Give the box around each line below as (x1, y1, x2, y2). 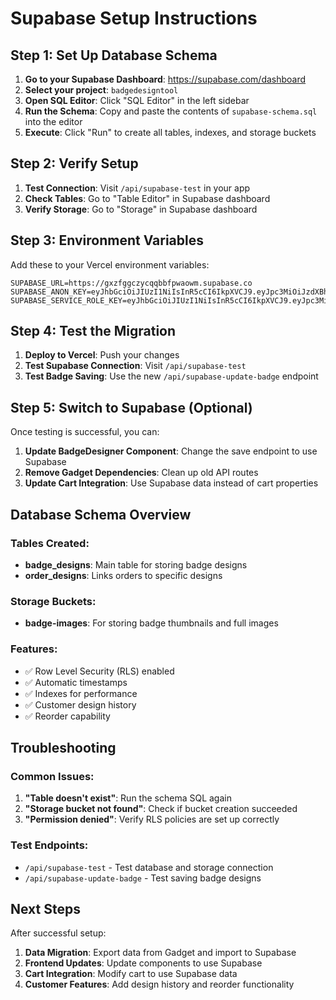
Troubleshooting (10, 739, 117, 756)
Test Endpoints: (10, 838, 89, 852)
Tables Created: (10, 536, 90, 550)
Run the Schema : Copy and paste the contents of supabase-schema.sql (24, 105, 318, 117)
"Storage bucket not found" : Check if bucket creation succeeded (24, 803, 298, 815)
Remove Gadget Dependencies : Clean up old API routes (24, 467, 259, 479)
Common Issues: (10, 769, 95, 783)
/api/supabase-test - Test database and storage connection (24, 861, 274, 873)
